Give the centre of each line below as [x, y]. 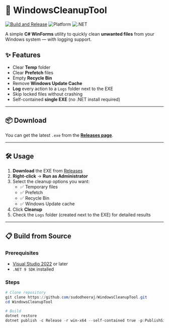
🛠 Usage [20, 156]
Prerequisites [22, 253]
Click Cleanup [27, 210]
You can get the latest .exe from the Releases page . [59, 135]
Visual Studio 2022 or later [40, 264]
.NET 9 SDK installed [33, 269]
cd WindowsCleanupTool [29, 302]
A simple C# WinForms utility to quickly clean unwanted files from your [80, 34]
